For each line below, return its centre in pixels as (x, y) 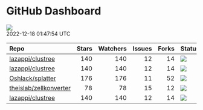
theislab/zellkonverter (40, 88)
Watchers (112, 48)
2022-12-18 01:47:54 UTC (38, 34)
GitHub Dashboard (54, 11)
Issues (142, 48)
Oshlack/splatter (33, 78)
